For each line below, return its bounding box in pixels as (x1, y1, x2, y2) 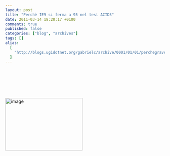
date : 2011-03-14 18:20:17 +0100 (5, 17, 76, 22)
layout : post (5, 7, 33, 13)
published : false (5, 26, 42, 31)
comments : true (5, 21, 37, 27)
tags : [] (5, 36, 24, 41)
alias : (5, 41, 19, 46)
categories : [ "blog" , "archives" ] (5, 31, 78, 36)
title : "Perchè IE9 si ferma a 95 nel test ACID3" (5, 12, 114, 17)
